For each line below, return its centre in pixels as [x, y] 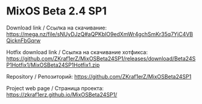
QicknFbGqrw [24, 40]
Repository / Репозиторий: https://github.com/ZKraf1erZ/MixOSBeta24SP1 [99, 76]
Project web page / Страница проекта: [55, 88]
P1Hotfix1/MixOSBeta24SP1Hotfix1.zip [53, 65]
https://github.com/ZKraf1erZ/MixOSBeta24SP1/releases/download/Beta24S [101, 58]
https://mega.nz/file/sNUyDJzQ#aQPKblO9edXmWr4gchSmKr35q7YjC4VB [100, 34]
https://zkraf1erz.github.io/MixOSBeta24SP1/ [62, 94]
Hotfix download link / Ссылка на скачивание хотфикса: [77, 52]
